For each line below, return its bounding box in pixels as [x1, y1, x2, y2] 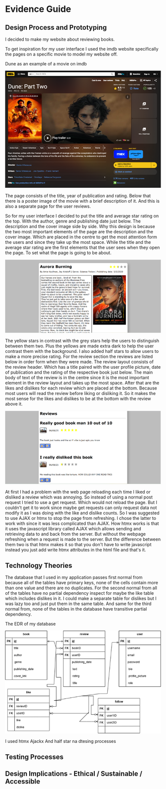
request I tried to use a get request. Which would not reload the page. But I [5, 500, 157, 506]
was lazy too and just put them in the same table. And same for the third [5, 601, 152, 607]
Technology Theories [5, 561, 73, 569]
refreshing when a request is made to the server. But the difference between [5, 536, 161, 542]
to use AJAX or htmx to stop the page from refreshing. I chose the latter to [5, 515, 157, 521]
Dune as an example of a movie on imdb [5, 61, 87, 66]
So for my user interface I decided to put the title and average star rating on [5, 213, 159, 219]
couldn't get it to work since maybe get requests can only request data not [5, 505, 157, 511]
